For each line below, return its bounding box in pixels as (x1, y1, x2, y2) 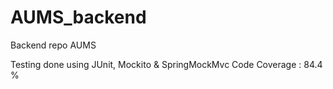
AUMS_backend (10, 6, 147, 29)
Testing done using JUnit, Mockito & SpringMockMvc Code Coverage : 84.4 (10, 58, 323, 70)
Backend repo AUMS (10, 39, 97, 51)
